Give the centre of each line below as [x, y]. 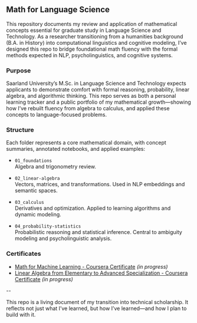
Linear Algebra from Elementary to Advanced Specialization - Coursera [101, 273]
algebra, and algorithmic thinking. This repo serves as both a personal [91, 96]
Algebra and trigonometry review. [55, 167]
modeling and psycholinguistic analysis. [63, 239]
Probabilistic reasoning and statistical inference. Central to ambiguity [98, 232]
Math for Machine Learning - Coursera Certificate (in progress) [91, 266]
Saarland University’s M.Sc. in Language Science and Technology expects [96, 83]
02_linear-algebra [37, 179]
